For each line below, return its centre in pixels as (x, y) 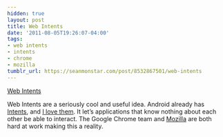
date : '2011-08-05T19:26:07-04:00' (58, 33)
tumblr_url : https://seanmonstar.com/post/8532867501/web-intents (105, 71)
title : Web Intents (35, 26)
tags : (15, 39)
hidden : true (26, 13)
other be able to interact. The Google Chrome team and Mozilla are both (109, 118)
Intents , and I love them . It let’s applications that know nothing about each (112, 112)
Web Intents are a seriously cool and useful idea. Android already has (106, 104)
